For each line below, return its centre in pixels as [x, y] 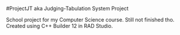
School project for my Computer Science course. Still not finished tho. [90, 20]
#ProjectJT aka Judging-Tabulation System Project [67, 8]
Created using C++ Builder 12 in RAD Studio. [59, 26]
